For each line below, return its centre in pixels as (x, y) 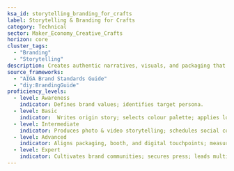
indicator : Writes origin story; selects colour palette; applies (119, 117)
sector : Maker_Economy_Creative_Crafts (65, 33)
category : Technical (37, 27)
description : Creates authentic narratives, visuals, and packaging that (117, 66)
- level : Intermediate (46, 124)
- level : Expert (37, 150)
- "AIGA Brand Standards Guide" (61, 79)
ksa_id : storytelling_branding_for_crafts (70, 14)
